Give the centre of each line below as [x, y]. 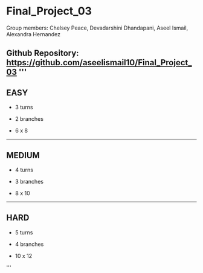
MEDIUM [23, 155]
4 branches [29, 244]
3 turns [24, 108]
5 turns [24, 232]
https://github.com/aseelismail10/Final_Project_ [99, 63]
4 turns [24, 170]
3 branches [29, 181]
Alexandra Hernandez [34, 34]
